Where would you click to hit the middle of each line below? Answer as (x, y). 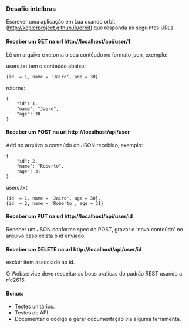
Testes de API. (32, 313)
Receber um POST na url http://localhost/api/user (68, 132)
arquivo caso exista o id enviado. (46, 236)
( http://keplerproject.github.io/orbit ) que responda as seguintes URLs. (90, 28)
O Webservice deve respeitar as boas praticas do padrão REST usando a (94, 274)
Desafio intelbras (31, 9)
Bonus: (15, 293)
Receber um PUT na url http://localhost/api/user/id (70, 216)
